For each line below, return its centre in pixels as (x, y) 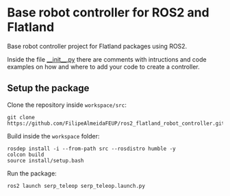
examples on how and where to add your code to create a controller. (103, 66)
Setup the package (48, 88)
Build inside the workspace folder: (53, 136)
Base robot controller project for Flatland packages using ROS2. (97, 46)
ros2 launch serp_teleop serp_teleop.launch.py (76, 186)
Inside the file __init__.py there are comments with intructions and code (107, 59)
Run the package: (32, 173)
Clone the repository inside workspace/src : (67, 105)
